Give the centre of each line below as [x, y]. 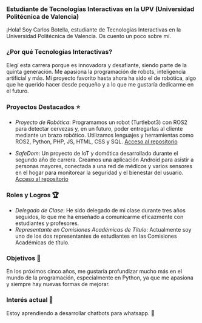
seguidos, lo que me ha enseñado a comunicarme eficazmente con [99, 217]
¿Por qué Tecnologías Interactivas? [59, 52]
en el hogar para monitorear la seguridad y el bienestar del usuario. [99, 172]
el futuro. [18, 91]
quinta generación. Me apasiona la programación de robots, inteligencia [96, 71]
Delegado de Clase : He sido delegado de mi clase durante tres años [100, 210]
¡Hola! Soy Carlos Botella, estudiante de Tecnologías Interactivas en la [94, 30]
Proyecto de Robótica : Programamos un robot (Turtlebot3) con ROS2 [101, 122]
